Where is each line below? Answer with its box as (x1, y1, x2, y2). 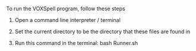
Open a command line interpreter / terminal (14, 17, 121, 23)
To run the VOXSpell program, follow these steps (6, 5, 126, 12)
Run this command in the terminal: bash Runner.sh (14, 40, 138, 46)
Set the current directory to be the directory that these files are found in (14, 28, 191, 35)
